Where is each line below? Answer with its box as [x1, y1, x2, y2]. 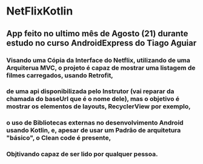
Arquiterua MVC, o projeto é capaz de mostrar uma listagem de [6, 64, 196, 72]
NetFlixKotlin [6, 4, 73, 18]
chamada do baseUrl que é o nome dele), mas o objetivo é [6, 95, 180, 103]
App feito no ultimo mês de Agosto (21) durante [6, 28, 188, 39]
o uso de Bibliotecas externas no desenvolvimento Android [6, 119, 184, 127]
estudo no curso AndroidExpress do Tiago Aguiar [6, 38, 197, 48]
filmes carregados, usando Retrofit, [6, 71, 113, 79]
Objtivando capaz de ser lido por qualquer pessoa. [6, 150, 158, 159]
